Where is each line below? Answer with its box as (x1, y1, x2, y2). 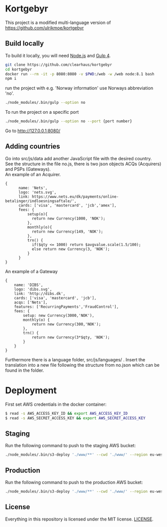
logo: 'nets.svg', (18, 190, 57, 195)
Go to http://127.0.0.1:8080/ (5, 128, 61, 134)
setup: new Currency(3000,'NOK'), (23, 313, 94, 318)
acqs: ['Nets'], (14, 300, 48, 305)
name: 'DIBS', (14, 282, 43, 287)
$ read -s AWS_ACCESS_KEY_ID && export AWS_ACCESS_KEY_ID (5, 411, 128, 416)
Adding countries (5, 142, 61, 151)
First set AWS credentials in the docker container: (5, 401, 107, 407)
